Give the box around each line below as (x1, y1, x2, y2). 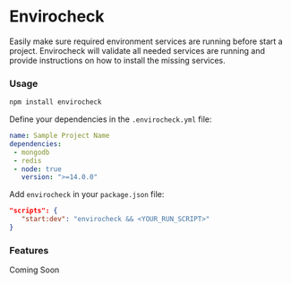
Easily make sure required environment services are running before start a (9, 36, 284, 47)
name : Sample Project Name (9, 132, 110, 141)
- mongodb (13, 148, 50, 157)
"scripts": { (9, 206, 58, 216)
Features (9, 244, 49, 256)
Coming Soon (9, 264, 60, 275)
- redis (13, 156, 42, 165)
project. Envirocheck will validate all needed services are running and (9, 45, 266, 56)
